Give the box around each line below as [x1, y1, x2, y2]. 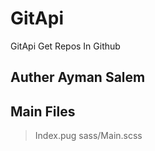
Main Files [10, 103, 76, 120]
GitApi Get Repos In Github [10, 40, 121, 52]
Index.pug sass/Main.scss [34, 130, 143, 142]
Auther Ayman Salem [10, 69, 146, 86]
